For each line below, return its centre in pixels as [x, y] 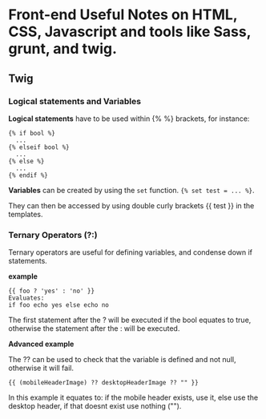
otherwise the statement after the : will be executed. [94, 328]
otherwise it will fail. [41, 368]
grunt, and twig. [63, 49]
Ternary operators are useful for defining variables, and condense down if [131, 252]
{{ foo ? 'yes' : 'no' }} [51, 291]
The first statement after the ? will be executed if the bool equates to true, [130, 320]
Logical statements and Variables [75, 101]
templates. [26, 214]
